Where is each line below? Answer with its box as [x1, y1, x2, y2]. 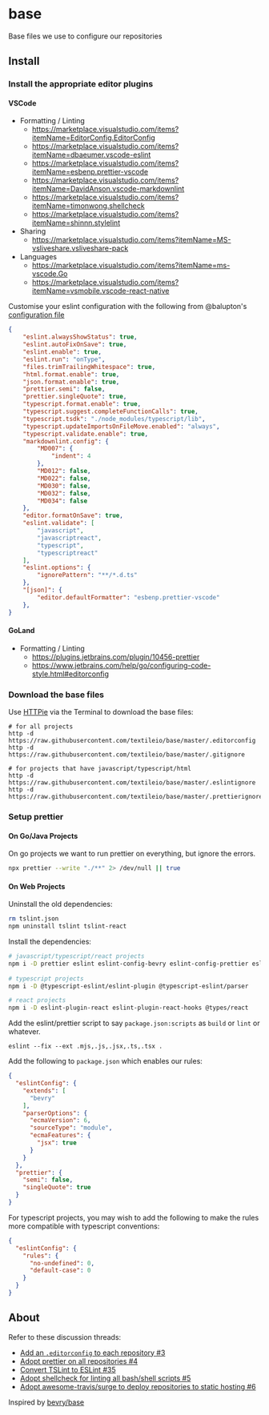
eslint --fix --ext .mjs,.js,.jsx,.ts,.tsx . [8, 1042, 163, 1051]
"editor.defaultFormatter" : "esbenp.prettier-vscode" [37, 593, 220, 601]
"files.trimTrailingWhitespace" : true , [22, 363, 156, 371]
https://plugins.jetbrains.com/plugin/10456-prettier [31, 651, 200, 661]
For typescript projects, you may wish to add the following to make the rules [8, 1213, 259, 1222]
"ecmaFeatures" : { [29, 1132, 91, 1140]
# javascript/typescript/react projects [8, 952, 146, 960]
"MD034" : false [37, 497, 88, 505]
